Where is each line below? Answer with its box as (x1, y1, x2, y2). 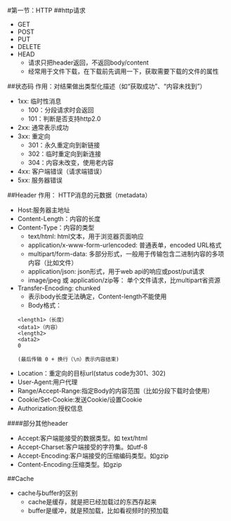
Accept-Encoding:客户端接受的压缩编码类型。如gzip (17, 451, 169, 460)
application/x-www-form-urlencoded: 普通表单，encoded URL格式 (27, 241, 222, 249)
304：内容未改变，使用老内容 (27, 159, 114, 166)
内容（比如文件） (27, 258, 78, 267)
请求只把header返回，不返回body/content (27, 58, 149, 67)
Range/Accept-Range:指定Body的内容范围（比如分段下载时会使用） (17, 387, 214, 395)
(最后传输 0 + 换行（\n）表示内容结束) (17, 356, 119, 363)
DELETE (17, 43, 41, 51)
